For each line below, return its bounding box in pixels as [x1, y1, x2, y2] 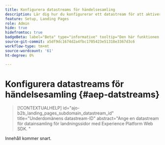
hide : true [5, 26, 27, 30]
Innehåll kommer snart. [5, 136, 52, 142]
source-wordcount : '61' [5, 48, 54, 53]
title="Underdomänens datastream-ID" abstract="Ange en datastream [17, 116, 159, 121]
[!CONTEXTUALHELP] [17, 105, 62, 111]
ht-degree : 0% [5, 53, 34, 58]
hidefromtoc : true [5, 30, 43, 35]
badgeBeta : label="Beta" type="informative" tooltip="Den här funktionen [5, 35, 160, 40]
